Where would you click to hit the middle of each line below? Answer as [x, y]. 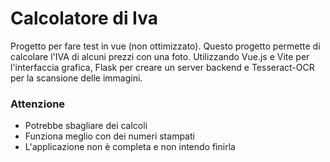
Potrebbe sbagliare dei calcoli [86, 126]
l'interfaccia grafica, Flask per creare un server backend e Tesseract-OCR [162, 67]
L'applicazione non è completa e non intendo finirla [130, 147]
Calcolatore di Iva [84, 18]
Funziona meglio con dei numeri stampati [109, 136]
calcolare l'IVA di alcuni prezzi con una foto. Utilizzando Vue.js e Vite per [160, 56]
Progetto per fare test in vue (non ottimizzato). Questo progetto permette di [165, 46]
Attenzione [38, 104]
